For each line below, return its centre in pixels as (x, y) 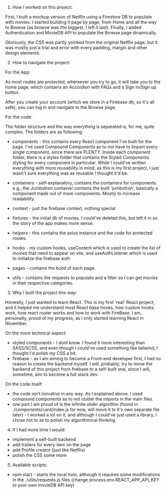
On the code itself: (24, 384)
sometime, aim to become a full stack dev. (55, 374)
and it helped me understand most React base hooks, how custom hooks (80, 307)
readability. (24, 199)
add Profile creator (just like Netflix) (49, 450)
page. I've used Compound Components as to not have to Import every (85, 147)
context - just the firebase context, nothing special (64, 208)
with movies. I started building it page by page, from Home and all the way (81, 22)
